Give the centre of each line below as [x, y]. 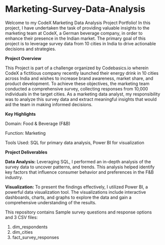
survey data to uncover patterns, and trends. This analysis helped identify [80, 167]
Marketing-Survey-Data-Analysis [75, 9]
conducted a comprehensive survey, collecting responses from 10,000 [77, 89]
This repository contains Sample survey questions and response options [79, 212]
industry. [14, 177]
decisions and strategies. [31, 49]
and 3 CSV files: [21, 217]
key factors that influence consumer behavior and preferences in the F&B [80, 172]
